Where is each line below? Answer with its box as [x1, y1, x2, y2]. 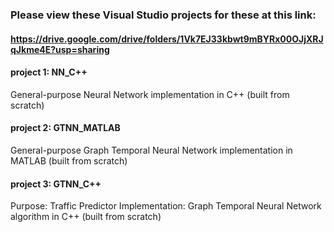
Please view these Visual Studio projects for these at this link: [10, 8, 317, 22]
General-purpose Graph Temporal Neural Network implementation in [10, 144, 293, 156]
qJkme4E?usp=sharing [10, 43, 110, 55]
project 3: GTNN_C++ [10, 178, 102, 190]
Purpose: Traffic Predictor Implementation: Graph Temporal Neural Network [10, 200, 322, 212]
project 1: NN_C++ [10, 66, 88, 78]
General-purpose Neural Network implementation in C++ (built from [10, 88, 290, 100]
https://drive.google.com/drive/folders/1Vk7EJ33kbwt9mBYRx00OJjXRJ [10, 33, 324, 45]
